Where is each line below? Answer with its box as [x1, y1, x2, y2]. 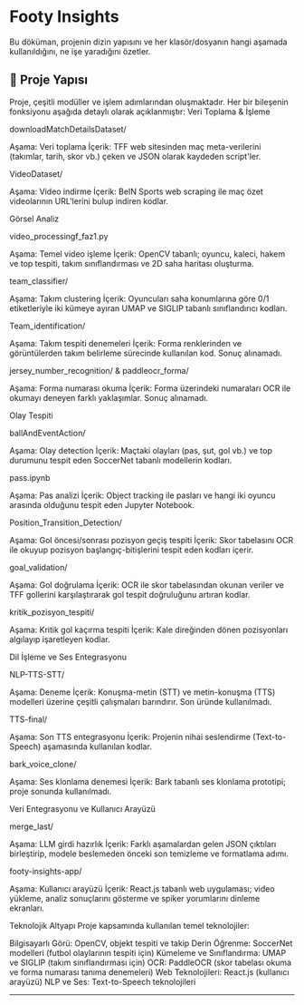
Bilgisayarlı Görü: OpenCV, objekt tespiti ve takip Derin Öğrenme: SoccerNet [9, 937, 293, 949]
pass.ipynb [9, 472, 51, 483]
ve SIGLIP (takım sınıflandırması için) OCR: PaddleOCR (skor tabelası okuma [9, 957, 292, 968]
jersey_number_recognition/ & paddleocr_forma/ [9, 365, 189, 376]
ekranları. [9, 903, 45, 913]
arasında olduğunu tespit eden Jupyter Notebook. [9, 499, 195, 510]
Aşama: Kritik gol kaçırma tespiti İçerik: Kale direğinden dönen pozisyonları [9, 624, 289, 635]
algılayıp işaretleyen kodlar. [9, 633, 110, 645]
